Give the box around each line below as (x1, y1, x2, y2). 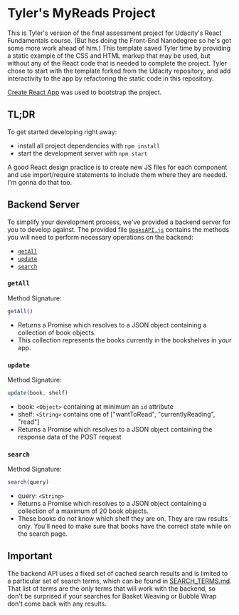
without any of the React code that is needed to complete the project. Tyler (7, 59, 228, 67)
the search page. (17, 529, 68, 538)
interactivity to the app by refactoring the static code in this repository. (7, 73, 215, 83)
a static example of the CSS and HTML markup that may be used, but (7, 51, 211, 60)
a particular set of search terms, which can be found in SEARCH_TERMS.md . (7, 576, 233, 585)
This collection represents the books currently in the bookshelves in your (17, 335, 232, 344)
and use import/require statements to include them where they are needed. (7, 170, 228, 179)
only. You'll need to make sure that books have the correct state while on (17, 522, 231, 531)
